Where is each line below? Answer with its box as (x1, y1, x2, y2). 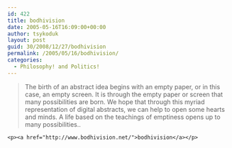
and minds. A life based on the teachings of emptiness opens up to (24, 113, 221, 121)
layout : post (7, 37, 46, 44)
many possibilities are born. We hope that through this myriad (24, 97, 205, 106)
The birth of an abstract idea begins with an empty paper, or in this (24, 82, 221, 91)
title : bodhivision (7, 17, 65, 24)
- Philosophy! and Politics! (13, 63, 100, 70)
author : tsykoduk (7, 30, 59, 38)
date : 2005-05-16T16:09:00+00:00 (7, 23, 106, 30)
